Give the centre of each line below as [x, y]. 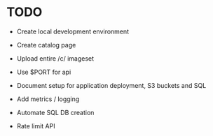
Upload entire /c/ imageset [55, 58]
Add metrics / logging [48, 99]
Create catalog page [46, 45]
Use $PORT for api [44, 72]
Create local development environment [73, 31]
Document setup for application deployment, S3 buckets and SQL [111, 85]
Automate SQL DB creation [55, 112]
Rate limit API [36, 126]
